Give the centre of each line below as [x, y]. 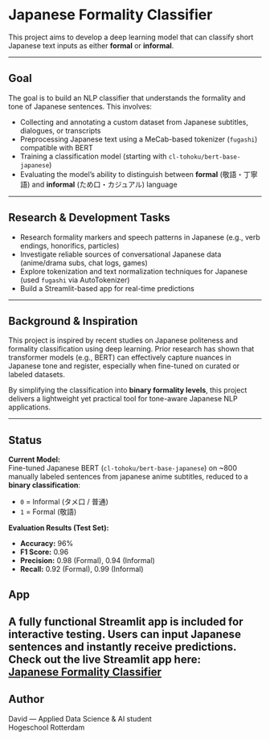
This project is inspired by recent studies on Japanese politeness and [123, 340]
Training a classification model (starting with [93, 156]
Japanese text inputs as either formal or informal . [91, 45]
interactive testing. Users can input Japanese [125, 634]
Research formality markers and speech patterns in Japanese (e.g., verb [140, 237]
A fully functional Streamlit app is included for [126, 621]
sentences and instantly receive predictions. [123, 646]
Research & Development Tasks [89, 218]
